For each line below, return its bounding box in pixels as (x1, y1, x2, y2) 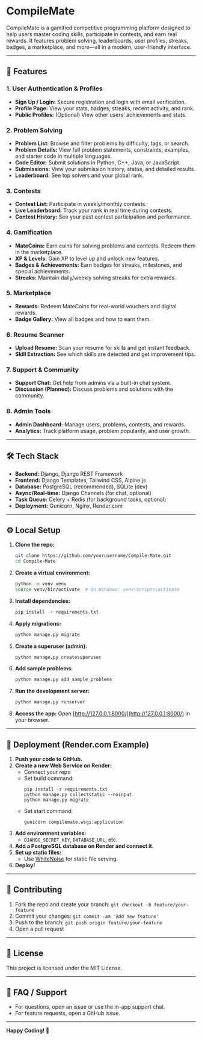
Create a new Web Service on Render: (14, 762, 112, 769)
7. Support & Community (6, 366, 79, 374)
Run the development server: (14, 688, 90, 695)
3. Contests (6, 187, 41, 195)
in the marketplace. (14, 248, 63, 255)
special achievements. (14, 267, 71, 275)
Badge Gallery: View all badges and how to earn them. (14, 315, 151, 323)
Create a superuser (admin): (14, 643, 88, 650)
